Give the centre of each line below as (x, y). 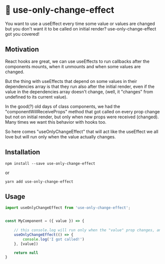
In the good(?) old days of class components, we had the (63, 106)
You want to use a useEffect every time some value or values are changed (80, 24)
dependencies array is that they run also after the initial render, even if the (80, 86)
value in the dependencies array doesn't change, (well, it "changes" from (79, 92)
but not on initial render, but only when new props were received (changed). (82, 117)
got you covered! (22, 34)
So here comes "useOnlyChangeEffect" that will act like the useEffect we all (82, 132)
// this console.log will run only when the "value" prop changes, (84, 230)
